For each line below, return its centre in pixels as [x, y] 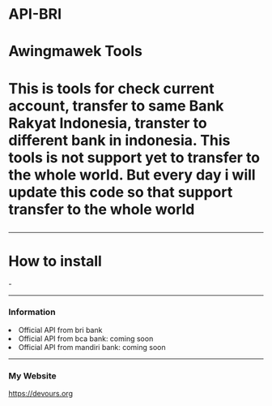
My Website [32, 376]
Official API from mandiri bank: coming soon [92, 347]
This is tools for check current [111, 88]
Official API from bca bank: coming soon [86, 339]
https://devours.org [40, 394]
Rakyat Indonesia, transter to [108, 123]
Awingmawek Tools [76, 52]
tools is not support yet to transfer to [134, 157]
